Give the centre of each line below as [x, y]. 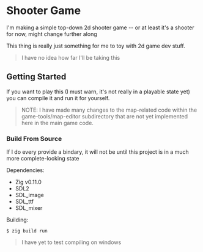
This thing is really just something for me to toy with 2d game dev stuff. [96, 46]
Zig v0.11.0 [28, 182]
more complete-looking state [43, 159]
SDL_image [29, 195]
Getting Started [36, 77]
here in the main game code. [57, 123]
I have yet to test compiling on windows [71, 242]
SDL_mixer [29, 208]
